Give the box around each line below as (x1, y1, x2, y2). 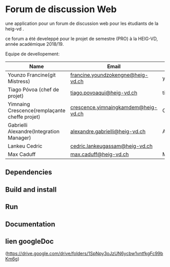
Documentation (5, 220, 56, 228)
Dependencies (5, 168, 52, 177)
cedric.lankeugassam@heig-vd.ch (70, 142, 153, 149)
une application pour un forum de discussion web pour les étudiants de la (5, 20, 158, 26)
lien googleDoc (5, 237, 54, 246)
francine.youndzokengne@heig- (70, 71, 148, 78)
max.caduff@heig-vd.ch (70, 151, 129, 158)
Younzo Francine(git (8, 71, 56, 78)
